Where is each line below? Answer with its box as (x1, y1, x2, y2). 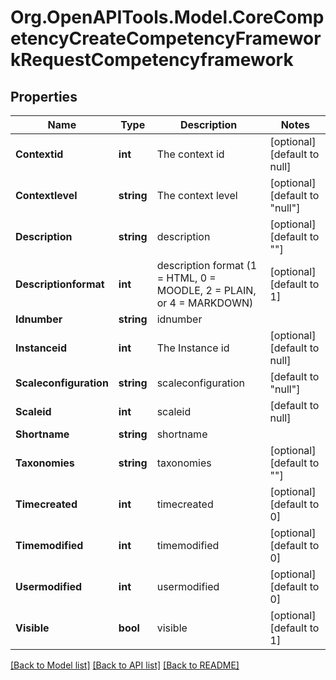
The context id (156, 147, 225, 161)
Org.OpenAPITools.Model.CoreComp (10, 6, 325, 29)
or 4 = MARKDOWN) (156, 296, 254, 310)
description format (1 (156, 259, 258, 272)
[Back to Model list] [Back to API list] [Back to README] (10, 659, 240, 671)
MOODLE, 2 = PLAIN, (156, 284, 257, 297)
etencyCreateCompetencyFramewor (10, 27, 322, 50)
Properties (10, 88, 78, 105)
